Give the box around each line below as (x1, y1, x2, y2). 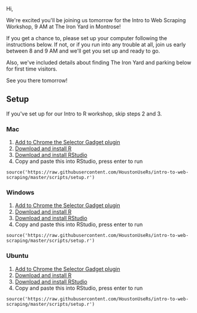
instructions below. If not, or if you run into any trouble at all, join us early (6, 41, 186, 48)
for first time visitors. (6, 65, 58, 72)
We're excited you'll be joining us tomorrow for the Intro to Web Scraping (6, 17, 186, 23)
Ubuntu (6, 251, 29, 260)
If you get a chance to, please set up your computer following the (6, 35, 168, 41)
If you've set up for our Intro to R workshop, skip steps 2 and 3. (6, 110, 162, 117)
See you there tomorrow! (6, 77, 68, 84)
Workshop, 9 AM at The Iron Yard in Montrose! (6, 23, 121, 30)
